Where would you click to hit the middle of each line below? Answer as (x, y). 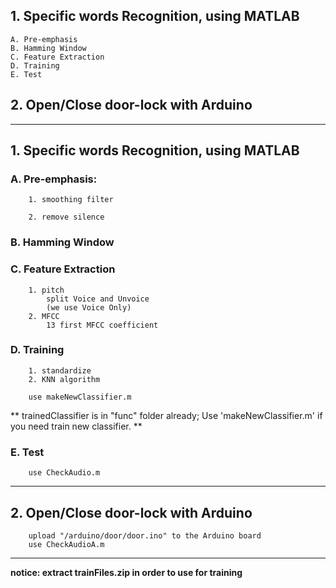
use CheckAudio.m (64, 473)
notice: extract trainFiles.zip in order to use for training (126, 572)
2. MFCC (44, 316)
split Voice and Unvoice (98, 299)
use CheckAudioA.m (66, 544)
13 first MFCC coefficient (102, 325)
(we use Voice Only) (89, 307)
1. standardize (60, 370)
